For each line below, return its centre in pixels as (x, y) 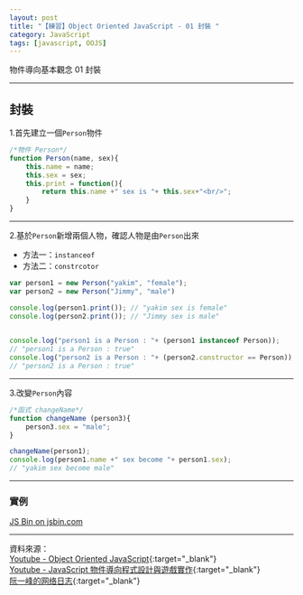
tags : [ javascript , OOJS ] (58, 43)
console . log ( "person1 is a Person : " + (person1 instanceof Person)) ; (145, 341)
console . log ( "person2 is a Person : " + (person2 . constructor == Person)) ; (153, 358)
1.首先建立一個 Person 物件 (56, 133)
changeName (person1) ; (50, 451)
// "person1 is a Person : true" (72, 349)
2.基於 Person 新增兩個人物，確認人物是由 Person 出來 (105, 236)
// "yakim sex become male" (62, 469)
